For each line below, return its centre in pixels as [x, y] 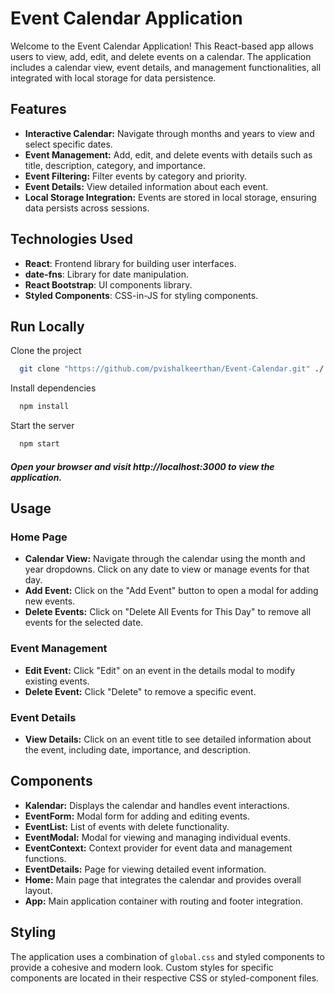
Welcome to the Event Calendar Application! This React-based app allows [162, 46]
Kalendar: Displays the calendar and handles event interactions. [157, 805]
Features [38, 109]
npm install [44, 407]
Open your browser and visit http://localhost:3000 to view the [142, 466]
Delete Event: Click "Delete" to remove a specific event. [140, 691]
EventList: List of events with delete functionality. [127, 826]
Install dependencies [53, 388]
